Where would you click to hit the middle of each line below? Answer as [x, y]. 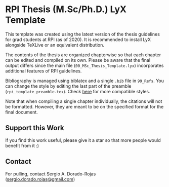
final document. [22, 112]
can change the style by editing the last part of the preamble [68, 86]
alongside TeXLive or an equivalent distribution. [55, 45]
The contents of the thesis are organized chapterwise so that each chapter [83, 55]
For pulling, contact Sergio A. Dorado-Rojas [51, 174]
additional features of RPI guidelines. [44, 71]
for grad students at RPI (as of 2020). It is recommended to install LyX [78, 40]
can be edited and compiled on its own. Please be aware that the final [78, 60]
